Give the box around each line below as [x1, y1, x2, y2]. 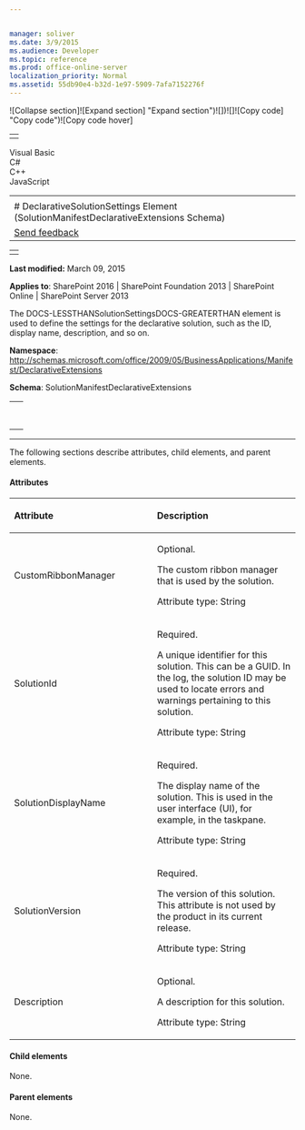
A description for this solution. [157, 995, 285, 1008]
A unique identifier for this [157, 649, 268, 661]
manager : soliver [9, 29, 75, 38]
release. [157, 922, 192, 934]
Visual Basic [9, 146, 55, 157]
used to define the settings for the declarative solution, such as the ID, [9, 318, 272, 328]
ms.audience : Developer [9, 46, 100, 55]
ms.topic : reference [9, 55, 88, 64]
